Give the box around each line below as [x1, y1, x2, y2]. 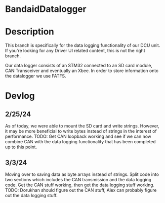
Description [5, 26, 54, 38]
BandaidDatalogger [5, 3, 86, 15]
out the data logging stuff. [5, 192, 58, 198]
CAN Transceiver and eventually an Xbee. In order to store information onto [5, 68, 159, 74]
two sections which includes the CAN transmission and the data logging [5, 176, 152, 182]
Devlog [5, 90, 35, 102]
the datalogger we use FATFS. [5, 73, 67, 79]
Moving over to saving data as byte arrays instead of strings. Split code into [5, 171, 159, 177]
